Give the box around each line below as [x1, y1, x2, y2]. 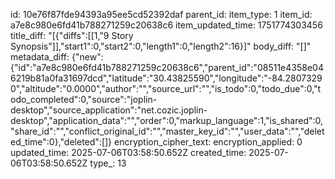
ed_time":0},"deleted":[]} [10, 136, 113, 148]
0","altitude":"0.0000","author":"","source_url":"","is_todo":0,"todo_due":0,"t [10, 83, 322, 94]
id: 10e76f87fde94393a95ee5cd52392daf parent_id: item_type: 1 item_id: [10, 9, 313, 20]
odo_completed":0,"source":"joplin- [10, 94, 158, 105]
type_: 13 [89, 157, 127, 169]
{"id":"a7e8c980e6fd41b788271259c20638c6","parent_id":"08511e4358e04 [10, 62, 324, 73]
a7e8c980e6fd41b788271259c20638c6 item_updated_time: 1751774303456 [10, 19, 323, 31]
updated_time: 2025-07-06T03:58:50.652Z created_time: [10, 147, 247, 158]
